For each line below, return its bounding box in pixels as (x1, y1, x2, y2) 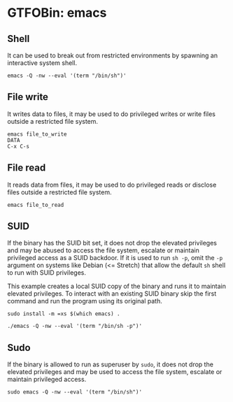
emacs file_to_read (7, 201, 64, 208)
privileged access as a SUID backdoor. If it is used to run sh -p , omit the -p (7, 254, 223, 262)
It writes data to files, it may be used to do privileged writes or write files (7, 110, 216, 118)
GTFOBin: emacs (7, 5, 107, 21)
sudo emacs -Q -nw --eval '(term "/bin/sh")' (7, 389, 142, 396)
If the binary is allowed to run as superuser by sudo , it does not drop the (7, 360, 213, 368)
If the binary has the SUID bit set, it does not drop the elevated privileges (7, 239, 217, 247)
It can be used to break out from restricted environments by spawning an (7, 51, 218, 59)
